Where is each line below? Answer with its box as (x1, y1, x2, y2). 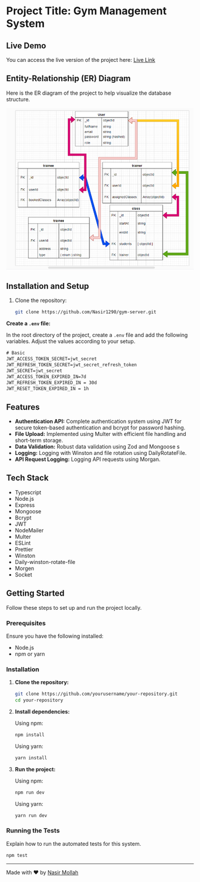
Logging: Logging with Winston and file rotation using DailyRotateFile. (14, 450, 187, 456)
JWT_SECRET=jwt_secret (6, 368, 62, 374)
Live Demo (6, 40, 46, 51)
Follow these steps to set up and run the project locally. (6, 604, 142, 611)
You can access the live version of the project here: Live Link (6, 57, 156, 63)
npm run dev (14, 789, 45, 796)
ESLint (14, 539, 31, 546)
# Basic (6, 350, 26, 356)
